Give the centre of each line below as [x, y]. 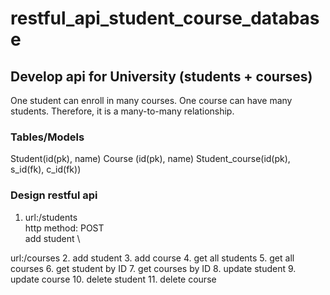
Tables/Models [47, 137]
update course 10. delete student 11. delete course [113, 279]
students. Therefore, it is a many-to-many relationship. [122, 111]
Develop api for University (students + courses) [161, 76]
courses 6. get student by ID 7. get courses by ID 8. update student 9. [153, 268]
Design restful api [54, 195]
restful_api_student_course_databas [165, 18]
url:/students [51, 217]
